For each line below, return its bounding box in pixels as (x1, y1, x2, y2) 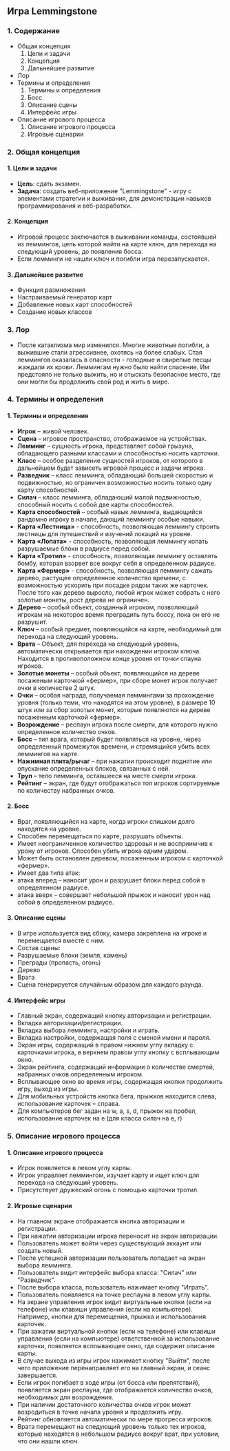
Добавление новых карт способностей (17, 300, 133, 309)
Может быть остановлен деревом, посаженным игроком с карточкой (17, 853, 224, 862)
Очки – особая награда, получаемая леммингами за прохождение (17, 691, 215, 699)
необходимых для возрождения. (17, 1393, 114, 1401)
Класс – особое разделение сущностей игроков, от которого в (17, 456, 203, 464)
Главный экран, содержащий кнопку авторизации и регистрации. (17, 1011, 212, 1020)
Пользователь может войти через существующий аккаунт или (17, 1238, 202, 1247)
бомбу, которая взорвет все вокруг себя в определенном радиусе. (17, 559, 216, 567)
